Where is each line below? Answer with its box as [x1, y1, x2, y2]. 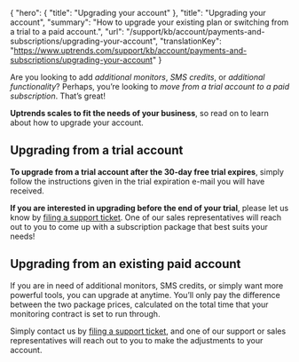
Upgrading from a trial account [10, 143, 184, 158]
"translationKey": [160, 35, 222, 46]
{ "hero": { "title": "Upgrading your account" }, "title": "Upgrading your [10, 8, 267, 18]
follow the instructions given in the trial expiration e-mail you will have [10, 176, 265, 186]
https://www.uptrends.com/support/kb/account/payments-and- [13, 45, 248, 56]
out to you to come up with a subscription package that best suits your [10, 221, 269, 232]
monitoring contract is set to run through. [10, 308, 161, 319]
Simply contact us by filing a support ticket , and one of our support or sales [10, 326, 287, 336]
